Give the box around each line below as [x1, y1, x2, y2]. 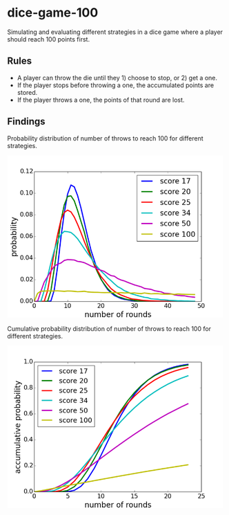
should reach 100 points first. [7, 35, 90, 43]
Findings [7, 116, 46, 127]
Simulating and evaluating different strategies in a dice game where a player [7, 28, 223, 36]
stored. [17, 88, 38, 96]
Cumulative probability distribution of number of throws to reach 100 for [7, 324, 212, 333]
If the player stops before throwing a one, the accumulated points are [17, 81, 215, 89]
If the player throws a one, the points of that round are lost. [17, 96, 185, 104]
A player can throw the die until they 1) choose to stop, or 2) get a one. [17, 73, 217, 82]
